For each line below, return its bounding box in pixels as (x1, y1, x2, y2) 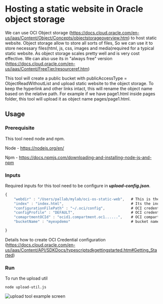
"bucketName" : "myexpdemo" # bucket (14, 220, 149, 224)
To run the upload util (5, 275, 48, 281)
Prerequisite (5, 125, 35, 132)
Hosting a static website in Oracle (5, 3, 144, 15)
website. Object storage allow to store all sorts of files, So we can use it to (5, 40, 153, 46)
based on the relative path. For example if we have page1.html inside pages (5, 91, 155, 97)
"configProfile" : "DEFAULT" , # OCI (14, 210, 142, 215)
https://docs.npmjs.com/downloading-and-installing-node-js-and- (18, 154, 152, 160)
